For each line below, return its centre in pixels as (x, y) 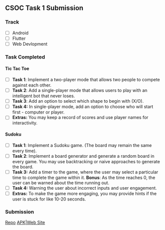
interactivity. (25, 123)
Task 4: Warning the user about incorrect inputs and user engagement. (84, 188)
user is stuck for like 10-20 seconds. (49, 199)
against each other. (32, 85)
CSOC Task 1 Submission (44, 8)
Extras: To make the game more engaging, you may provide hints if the (84, 193)
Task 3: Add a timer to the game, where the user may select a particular (85, 172)
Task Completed (25, 57)
